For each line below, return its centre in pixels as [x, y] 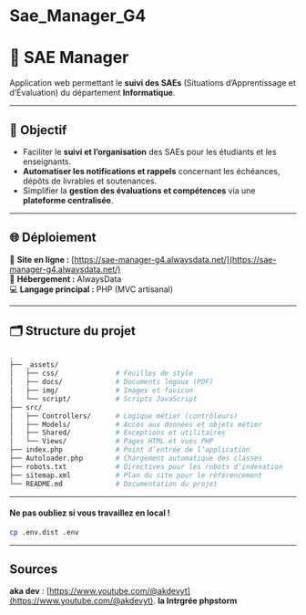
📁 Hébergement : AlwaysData [66, 278]
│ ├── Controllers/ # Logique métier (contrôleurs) [124, 416]
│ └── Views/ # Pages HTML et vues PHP [112, 442]
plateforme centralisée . [68, 200]
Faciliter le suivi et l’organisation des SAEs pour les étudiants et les [149, 151]
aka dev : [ [30, 591]
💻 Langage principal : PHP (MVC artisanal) [92, 289]
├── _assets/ [34, 365]
